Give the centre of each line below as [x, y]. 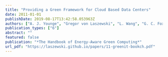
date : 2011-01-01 [23, 14]
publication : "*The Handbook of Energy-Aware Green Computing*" [73, 42]
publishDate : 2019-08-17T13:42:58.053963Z [50, 19]
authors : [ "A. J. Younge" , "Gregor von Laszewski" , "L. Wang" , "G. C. [80, 24]
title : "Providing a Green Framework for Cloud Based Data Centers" [78, 10]
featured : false [22, 38]
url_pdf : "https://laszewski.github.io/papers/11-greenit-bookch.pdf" [80, 47]
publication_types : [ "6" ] [32, 28]
